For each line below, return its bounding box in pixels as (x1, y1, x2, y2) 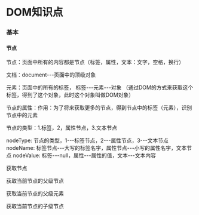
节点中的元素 (6, 112, 38, 119)
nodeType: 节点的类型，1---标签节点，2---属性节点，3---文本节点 (6, 137, 169, 144)
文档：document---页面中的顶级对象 (6, 71, 96, 78)
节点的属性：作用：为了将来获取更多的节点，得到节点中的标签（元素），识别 (6, 104, 192, 111)
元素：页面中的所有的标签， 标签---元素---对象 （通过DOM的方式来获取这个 (6, 84, 193, 91)
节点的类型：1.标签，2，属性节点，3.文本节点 (6, 124, 118, 131)
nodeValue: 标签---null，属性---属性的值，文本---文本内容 (13, 152, 157, 159)
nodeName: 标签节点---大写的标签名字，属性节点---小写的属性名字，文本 (6, 145, 187, 152)
